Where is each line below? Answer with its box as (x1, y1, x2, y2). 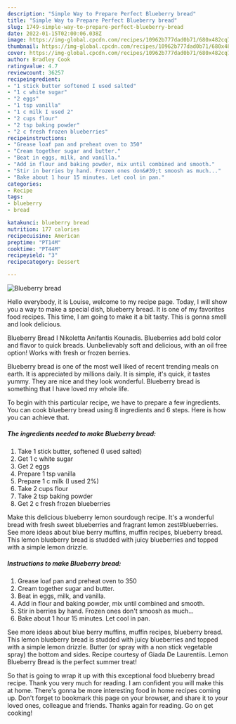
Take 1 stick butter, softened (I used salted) (17, 447, 143, 455)
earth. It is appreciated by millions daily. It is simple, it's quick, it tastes (7, 370, 211, 378)
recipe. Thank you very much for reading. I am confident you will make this (7, 678, 224, 687)
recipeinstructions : (7, 134, 68, 141)
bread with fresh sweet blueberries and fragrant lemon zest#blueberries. (7, 520, 218, 528)
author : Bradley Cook (7, 56, 71, 63)
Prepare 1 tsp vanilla (17, 469, 76, 478)
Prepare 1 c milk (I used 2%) (17, 476, 100, 485)
